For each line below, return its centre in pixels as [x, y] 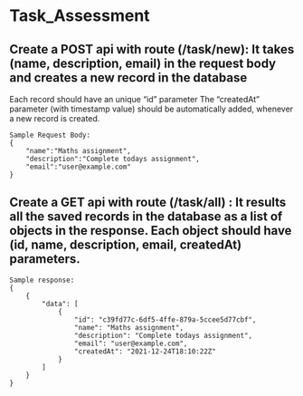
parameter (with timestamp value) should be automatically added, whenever [151, 109]
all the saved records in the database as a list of [146, 217]
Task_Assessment [80, 16]
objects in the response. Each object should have [151, 231]
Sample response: [42, 280]
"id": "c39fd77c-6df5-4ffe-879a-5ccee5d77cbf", [165, 319]
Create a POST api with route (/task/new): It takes [152, 49]
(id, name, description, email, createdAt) [126, 245]
